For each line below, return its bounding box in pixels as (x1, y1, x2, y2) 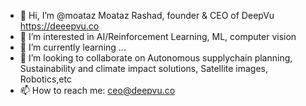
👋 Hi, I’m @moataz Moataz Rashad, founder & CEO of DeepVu (19, 10, 275, 21)
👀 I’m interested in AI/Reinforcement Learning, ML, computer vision (19, 31, 297, 42)
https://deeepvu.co (19, 20, 100, 32)
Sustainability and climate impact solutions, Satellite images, (19, 63, 269, 74)
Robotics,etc (19, 73, 72, 85)
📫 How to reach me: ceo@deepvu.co (19, 85, 176, 96)
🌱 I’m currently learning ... (19, 41, 127, 53)
